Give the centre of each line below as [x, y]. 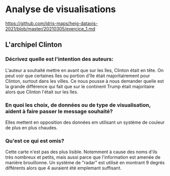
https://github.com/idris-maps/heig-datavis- [52, 23]
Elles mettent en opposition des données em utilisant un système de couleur [85, 122]
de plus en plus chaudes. [31, 127]
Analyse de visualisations [61, 9]
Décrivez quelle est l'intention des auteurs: [59, 59]
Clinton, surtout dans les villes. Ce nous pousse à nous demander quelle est [84, 81]
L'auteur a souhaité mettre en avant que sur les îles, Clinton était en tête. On [84, 70]
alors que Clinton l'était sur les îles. [42, 92]
